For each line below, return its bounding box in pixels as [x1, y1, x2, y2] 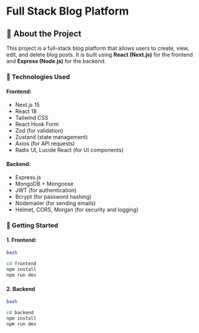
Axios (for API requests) [15, 140, 75, 147]
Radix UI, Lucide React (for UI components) [15, 146, 124, 154]
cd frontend [6, 261, 36, 267]
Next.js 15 [15, 101, 40, 109]
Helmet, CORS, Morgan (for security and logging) [15, 206, 139, 213]
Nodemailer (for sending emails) [15, 199, 96, 207]
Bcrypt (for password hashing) [15, 193, 92, 201]
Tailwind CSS [15, 114, 49, 122]
